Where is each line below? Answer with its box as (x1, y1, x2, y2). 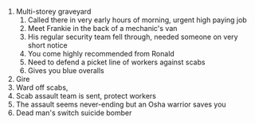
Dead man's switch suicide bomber (15, 108, 132, 118)
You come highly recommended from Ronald (27, 49, 175, 58)
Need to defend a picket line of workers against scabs (27, 57, 206, 67)
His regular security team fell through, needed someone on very (27, 32, 238, 41)
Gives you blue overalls (27, 66, 105, 75)
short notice (27, 41, 68, 50)
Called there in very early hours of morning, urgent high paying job (27, 15, 247, 25)
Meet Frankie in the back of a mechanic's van (27, 24, 178, 33)
